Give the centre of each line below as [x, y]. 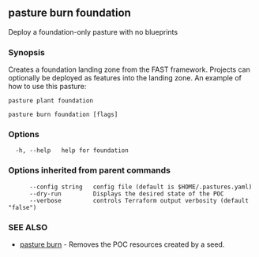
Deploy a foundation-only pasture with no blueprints [93, 32]
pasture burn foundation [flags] [63, 115]
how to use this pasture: [47, 87]
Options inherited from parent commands [90, 170]
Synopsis [26, 52]
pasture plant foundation [51, 101]
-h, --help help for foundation [72, 151]
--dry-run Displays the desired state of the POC [126, 194]
